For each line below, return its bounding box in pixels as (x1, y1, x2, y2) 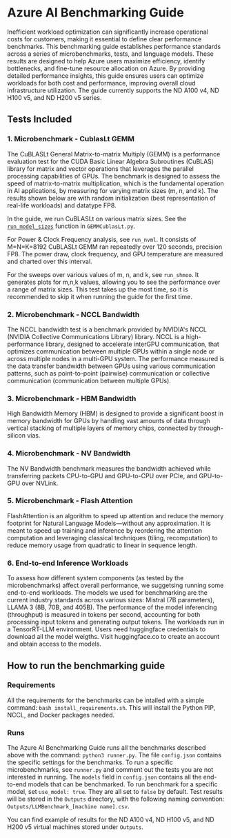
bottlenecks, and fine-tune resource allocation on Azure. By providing (7, 64, 205, 72)
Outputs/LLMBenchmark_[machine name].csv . (7, 802, 130, 810)
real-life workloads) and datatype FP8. (7, 201, 117, 209)
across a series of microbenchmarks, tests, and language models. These (7, 50, 214, 58)
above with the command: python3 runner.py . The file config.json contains (7, 751, 222, 759)
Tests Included (7, 114, 72, 125)
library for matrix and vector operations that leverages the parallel (7, 164, 194, 173)
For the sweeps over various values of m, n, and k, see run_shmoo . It (7, 270, 199, 278)
